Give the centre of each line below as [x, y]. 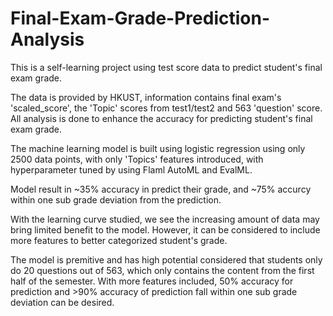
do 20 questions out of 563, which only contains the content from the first [162, 270]
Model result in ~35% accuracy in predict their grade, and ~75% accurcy [161, 189]
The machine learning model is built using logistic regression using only [158, 148]
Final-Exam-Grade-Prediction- [140, 18]
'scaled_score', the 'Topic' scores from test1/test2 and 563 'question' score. [166, 108]
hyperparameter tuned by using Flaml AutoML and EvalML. [131, 169]
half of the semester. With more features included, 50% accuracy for [152, 281]
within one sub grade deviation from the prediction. [116, 199]
